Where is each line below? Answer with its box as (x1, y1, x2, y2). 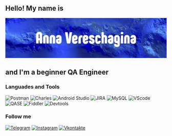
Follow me (5, 113, 32, 120)
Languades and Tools (5, 83, 60, 90)
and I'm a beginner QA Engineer (5, 68, 109, 77)
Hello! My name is (5, 4, 64, 13)
